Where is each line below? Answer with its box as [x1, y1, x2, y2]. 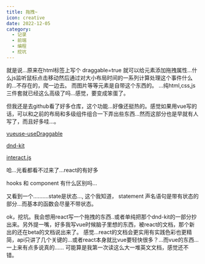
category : [6, 26, 32, 32]
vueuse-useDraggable [6, 130, 63, 137]
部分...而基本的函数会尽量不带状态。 [6, 200, 97, 207]
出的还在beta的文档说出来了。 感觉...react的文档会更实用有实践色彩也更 [6, 228, 187, 236]
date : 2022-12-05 [6, 20, 51, 26]
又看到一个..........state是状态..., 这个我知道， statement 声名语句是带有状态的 [6, 192, 199, 200]
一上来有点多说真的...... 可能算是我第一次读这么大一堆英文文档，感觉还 [6, 243, 184, 251]
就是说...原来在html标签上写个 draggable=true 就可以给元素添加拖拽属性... [6, 66, 193, 74]
